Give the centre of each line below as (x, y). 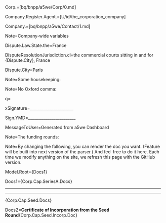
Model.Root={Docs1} (26, 172)
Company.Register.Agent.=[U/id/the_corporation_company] (65, 17)
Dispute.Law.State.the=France (36, 45)
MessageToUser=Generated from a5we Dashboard (57, 127)
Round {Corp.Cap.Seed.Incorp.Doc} (41, 215)
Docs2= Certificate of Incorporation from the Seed (57, 210)
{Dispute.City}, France (28, 60)
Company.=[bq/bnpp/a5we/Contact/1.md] (48, 26)
